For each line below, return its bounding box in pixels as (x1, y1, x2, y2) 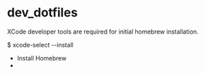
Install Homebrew (16, 53, 67, 62)
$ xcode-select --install (7, 40, 74, 49)
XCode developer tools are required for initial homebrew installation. (7, 27, 199, 36)
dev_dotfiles (7, 5, 78, 21)
